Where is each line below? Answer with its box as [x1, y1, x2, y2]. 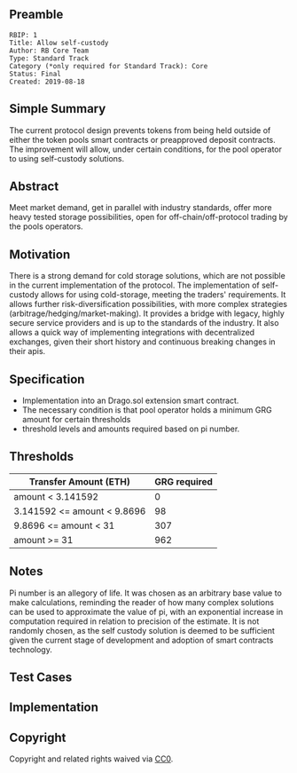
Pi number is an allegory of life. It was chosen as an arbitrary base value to [9, 588, 282, 598]
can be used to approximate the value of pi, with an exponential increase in [9, 606, 284, 617]
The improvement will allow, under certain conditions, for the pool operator [9, 144, 282, 154]
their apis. [9, 346, 46, 357]
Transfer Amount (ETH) [29, 475, 131, 487]
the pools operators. [9, 221, 83, 232]
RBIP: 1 [9, 30, 38, 39]
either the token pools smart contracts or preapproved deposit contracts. [9, 134, 277, 145]
